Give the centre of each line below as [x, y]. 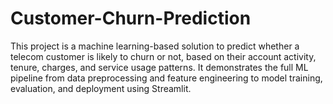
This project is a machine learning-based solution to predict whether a [155, 46]
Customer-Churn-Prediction [131, 18]
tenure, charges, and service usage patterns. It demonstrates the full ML [159, 67]
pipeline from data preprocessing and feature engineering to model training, [166, 78]
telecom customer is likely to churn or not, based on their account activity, [163, 56]
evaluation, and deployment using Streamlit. [101, 88]
